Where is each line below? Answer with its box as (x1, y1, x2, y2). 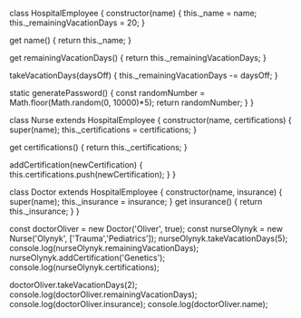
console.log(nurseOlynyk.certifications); (9, 262, 160, 273)
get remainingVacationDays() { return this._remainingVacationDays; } (9, 53, 267, 63)
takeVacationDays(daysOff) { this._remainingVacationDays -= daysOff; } (9, 70, 278, 81)
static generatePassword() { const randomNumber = (9, 88, 206, 98)
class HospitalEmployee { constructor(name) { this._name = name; (9, 8, 257, 18)
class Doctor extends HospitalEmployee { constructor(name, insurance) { (9, 187, 283, 198)
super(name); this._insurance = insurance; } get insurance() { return (9, 197, 263, 207)
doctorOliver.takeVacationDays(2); (9, 280, 138, 290)
